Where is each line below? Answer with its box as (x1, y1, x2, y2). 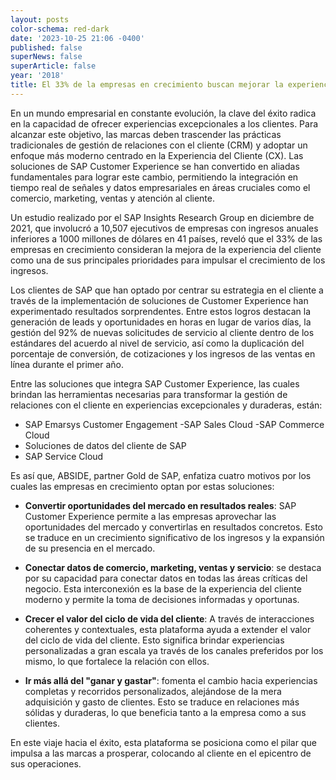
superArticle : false (10, 61, 97, 71)
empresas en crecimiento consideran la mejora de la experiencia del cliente (10, 243, 322, 255)
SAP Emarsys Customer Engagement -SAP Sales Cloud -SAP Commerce (24, 418, 325, 430)
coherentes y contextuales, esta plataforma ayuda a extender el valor (24, 623, 312, 635)
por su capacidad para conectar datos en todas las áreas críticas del (24, 572, 308, 584)
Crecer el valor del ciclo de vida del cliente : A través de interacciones (24, 612, 315, 625)
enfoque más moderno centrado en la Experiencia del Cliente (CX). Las (10, 149, 304, 161)
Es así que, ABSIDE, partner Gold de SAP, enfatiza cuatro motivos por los (10, 469, 312, 481)
